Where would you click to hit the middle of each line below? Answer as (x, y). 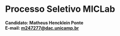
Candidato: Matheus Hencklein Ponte (44, 23)
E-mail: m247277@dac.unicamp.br (42, 28)
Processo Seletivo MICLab (60, 9)
